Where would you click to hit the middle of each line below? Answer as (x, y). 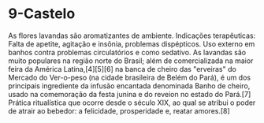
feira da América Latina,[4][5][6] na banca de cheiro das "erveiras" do (122, 69)
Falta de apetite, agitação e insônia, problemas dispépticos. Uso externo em (132, 43)
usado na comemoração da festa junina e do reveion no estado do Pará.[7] (130, 94)
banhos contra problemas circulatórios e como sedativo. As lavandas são (127, 52)
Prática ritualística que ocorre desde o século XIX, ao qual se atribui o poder (132, 102)
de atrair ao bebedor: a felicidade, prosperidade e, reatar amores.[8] (119, 110)
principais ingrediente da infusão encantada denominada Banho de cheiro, (129, 86)
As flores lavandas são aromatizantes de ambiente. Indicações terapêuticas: (132, 35)
